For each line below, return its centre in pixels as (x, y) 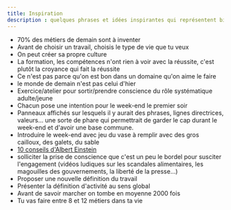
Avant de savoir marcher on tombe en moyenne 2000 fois (99, 193)
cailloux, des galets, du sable (58, 142)
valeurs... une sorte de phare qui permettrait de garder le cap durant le (117, 120)
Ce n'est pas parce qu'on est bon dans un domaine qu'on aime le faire (117, 76)
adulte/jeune (35, 98)
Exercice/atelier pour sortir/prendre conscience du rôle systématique (115, 91)
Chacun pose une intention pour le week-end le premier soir (102, 105)
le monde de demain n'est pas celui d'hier (76, 83)
